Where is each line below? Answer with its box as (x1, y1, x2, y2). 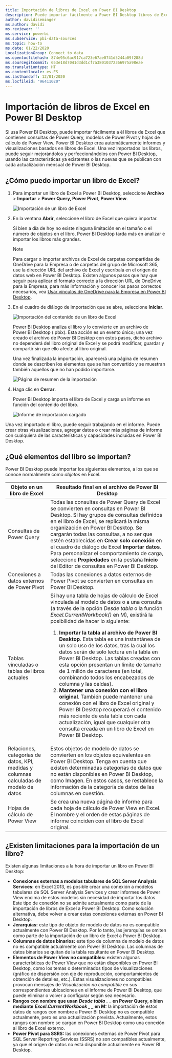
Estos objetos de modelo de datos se (50, 745, 139, 752)
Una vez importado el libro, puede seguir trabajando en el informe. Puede (5, 421, 160, 428)
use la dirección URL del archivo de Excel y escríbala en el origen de (12, 267, 158, 273)
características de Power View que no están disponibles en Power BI (12, 960, 158, 966)
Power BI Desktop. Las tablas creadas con (58, 655, 160, 662)
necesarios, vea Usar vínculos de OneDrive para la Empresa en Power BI (12, 288, 166, 294)
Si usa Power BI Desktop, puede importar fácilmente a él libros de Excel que (5, 129, 165, 135)
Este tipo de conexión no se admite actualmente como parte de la (12, 900, 152, 906)
